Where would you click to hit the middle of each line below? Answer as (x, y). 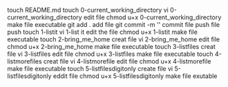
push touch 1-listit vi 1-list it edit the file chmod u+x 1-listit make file (103, 32)
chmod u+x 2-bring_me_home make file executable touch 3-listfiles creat (111, 47)
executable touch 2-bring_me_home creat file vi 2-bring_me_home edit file (114, 39)
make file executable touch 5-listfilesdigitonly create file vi (90, 69)
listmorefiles (25, 61)
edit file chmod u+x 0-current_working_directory (152, 17)
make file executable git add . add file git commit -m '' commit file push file (114, 25)
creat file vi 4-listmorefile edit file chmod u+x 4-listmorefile (127, 61)
